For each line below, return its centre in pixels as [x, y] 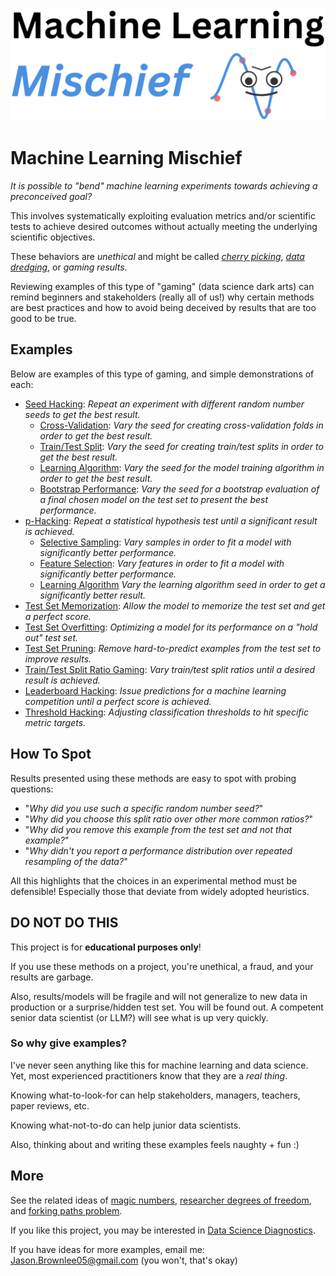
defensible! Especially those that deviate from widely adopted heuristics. [160, 891]
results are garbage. [52, 977]
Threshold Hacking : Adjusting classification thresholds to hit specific [166, 712]
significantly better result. [92, 595]
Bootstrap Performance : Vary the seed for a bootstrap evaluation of [179, 489]
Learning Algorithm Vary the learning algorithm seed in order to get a [182, 584]
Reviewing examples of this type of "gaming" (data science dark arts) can [162, 287]
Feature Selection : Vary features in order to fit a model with [162, 563]
